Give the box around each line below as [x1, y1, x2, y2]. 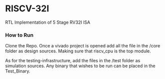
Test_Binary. [5, 68, 31, 74]
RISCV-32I [5, 3, 50, 14]
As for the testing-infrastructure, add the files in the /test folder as [5, 58, 141, 64]
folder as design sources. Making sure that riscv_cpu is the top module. [5, 48, 151, 54]
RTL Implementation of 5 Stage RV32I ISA [5, 19, 90, 25]
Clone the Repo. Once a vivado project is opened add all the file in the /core [5, 43, 161, 49]
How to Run [5, 32, 34, 39]
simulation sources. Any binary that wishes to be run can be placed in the [5, 63, 156, 69]
